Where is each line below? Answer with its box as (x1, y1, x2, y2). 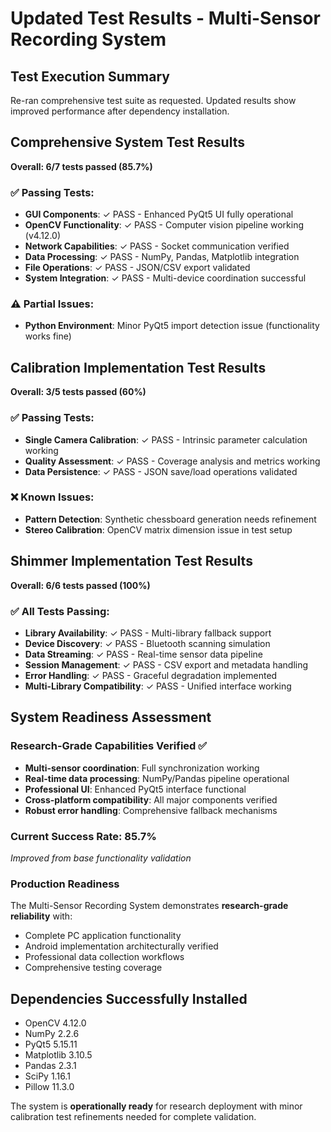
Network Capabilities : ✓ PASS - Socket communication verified (24, 240, 290, 252)
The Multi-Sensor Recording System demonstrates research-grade (10, 900, 289, 912)
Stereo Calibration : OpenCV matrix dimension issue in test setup (24, 523, 293, 536)
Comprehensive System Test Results (10, 134, 245, 151)
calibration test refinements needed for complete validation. (10, 1111, 257, 1123)
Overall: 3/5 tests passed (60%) (10, 386, 147, 398)
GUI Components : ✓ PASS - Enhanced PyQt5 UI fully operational (24, 208, 294, 221)
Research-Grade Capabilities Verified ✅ (10, 739, 208, 753)
